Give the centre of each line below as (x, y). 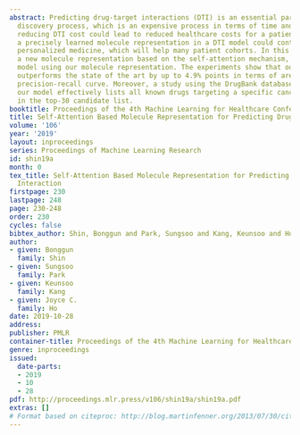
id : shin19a (31, 159)
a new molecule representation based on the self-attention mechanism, (154, 59)
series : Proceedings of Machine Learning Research (105, 150)
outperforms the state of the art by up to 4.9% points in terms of (147, 76)
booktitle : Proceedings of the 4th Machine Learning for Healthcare (139, 109)
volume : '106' (36, 126)
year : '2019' (33, 134)
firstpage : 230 (37, 192)
